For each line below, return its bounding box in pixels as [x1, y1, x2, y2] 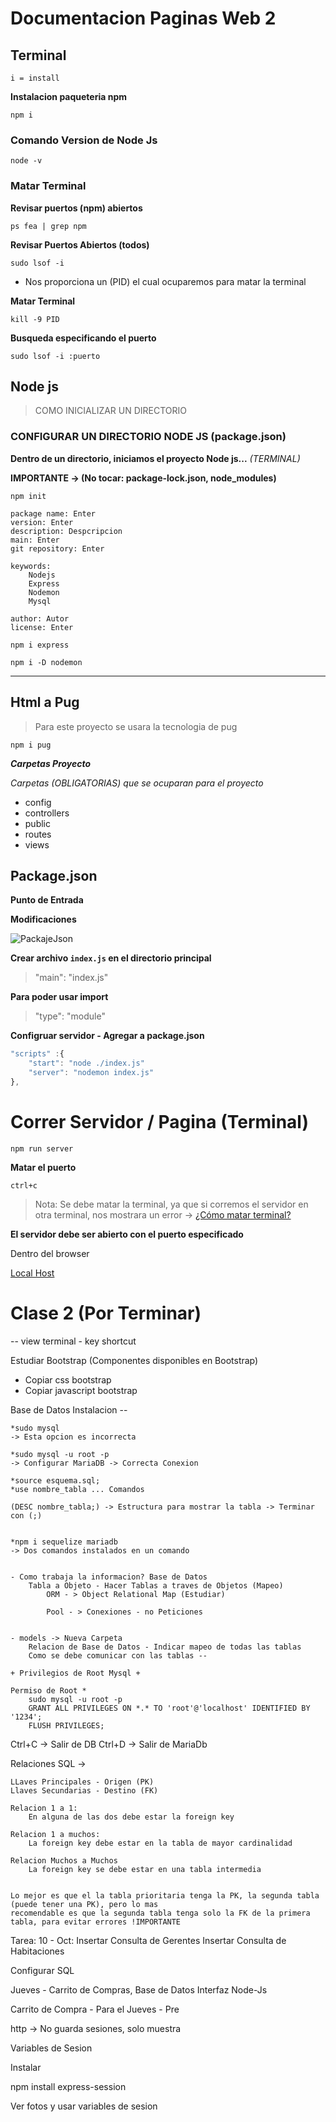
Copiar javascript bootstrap [24, 1384, 138, 1396]
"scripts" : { [10, 1049, 65, 1059]
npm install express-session [10, 2080, 127, 2092]
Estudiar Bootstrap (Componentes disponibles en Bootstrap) [10, 1354, 259, 1366]
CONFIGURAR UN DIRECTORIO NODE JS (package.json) [10, 430, 287, 444]
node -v [10, 156, 43, 166]
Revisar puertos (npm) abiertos [10, 202, 143, 214]
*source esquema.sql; [10, 1475, 101, 1486]
